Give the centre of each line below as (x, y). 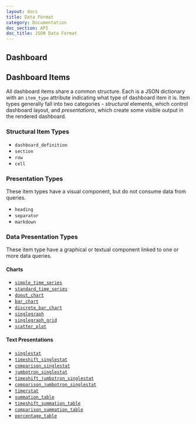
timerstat (27, 391)
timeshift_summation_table (48, 403)
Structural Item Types (38, 132)
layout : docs (22, 11)
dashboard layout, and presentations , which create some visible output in (95, 110)
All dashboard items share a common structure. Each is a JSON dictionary (96, 91)
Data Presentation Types (42, 237)
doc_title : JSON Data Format (42, 34)
